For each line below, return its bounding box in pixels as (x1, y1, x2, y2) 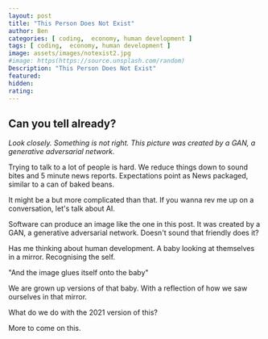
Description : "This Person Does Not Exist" (8, 65, 157, 73)
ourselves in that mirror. (8, 292, 87, 302)
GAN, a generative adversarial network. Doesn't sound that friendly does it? (8, 228, 259, 238)
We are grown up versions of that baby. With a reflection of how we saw (8, 283, 248, 293)
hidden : (8, 79, 35, 87)
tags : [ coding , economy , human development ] (8, 42, 171, 50)
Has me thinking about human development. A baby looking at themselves (8, 244, 255, 253)
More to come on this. (8, 324, 81, 333)
